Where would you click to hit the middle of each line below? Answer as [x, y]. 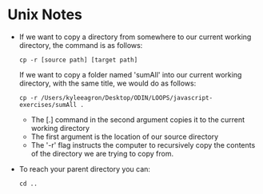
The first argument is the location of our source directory [125, 137]
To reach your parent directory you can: [85, 168]
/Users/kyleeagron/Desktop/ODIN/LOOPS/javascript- [127, 97]
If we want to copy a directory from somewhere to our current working [135, 37]
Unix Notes [45, 15]
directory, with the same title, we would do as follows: [108, 83]
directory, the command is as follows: [81, 45]
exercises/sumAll [48, 105]
